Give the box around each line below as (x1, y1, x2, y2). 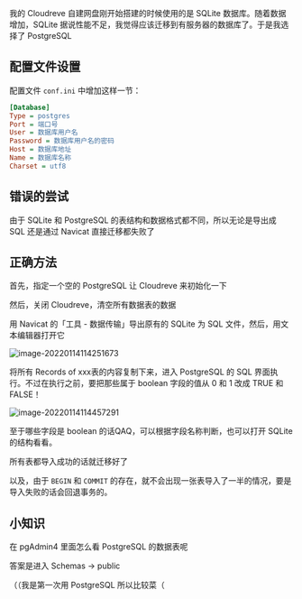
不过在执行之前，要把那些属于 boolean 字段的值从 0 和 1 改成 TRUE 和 (24, 378, 284, 389)
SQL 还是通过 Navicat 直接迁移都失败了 (9, 226, 155, 236)
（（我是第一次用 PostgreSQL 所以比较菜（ (9, 580, 165, 591)
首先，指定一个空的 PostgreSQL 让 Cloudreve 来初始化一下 (9, 281, 227, 291)
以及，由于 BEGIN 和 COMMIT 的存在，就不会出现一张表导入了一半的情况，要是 (9, 475, 292, 486)
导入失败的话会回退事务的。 (9, 486, 113, 498)
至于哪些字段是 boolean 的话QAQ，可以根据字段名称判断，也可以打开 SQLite (9, 426, 293, 437)
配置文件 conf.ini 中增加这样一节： (9, 85, 142, 96)
